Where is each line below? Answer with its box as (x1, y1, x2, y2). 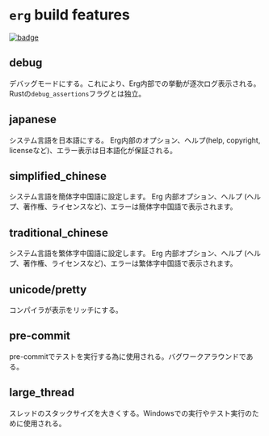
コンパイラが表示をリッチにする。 (9, 306, 124, 314)
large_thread (9, 386, 75, 400)
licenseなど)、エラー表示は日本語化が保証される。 (9, 145, 177, 155)
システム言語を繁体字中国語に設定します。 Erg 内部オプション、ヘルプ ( (9, 249, 247, 259)
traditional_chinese (9, 225, 108, 240)
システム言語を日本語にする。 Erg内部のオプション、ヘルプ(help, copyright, (9, 135, 261, 145)
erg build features (9, 6, 130, 24)
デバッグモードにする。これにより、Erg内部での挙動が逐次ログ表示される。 (9, 79, 261, 88)
